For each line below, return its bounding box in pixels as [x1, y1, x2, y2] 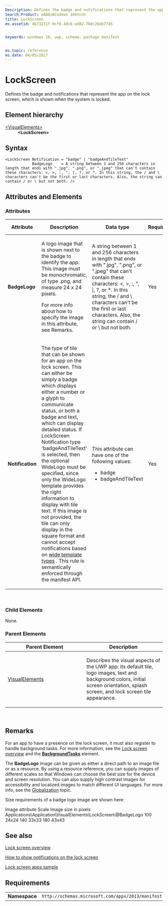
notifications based [41, 545, 86, 552]
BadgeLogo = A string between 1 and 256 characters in [31, 161, 155, 167]
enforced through [41, 570, 82, 577]
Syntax [5, 144, 28, 153]
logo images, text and [86, 669, 137, 676]
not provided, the [41, 514, 81, 521]
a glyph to [41, 395, 65, 402]
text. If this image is [41, 508, 87, 515]
